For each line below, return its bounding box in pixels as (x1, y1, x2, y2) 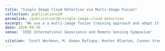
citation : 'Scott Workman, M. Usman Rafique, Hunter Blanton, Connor (5, 38, 151, 44)
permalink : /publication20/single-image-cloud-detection (5, 16, 124, 21)
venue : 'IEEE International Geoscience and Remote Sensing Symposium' (5, 30, 153, 34)
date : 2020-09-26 (5, 25, 41, 30)
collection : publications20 (5, 12, 63, 17)
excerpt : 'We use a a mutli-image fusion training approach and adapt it (5, 20, 160, 26)
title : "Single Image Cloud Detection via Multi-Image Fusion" (5, 7, 137, 12)
